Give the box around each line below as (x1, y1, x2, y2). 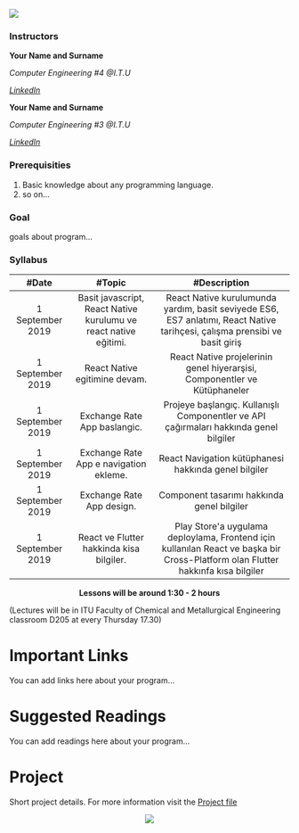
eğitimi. (95, 336, 127, 349)
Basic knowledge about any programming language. (21, 179, 214, 190)
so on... (21, 188, 51, 200)
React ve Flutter (77, 532, 144, 544)
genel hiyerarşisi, (185, 362, 257, 375)
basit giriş (200, 336, 242, 349)
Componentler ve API (176, 410, 266, 423)
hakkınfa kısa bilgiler (178, 565, 264, 577)
